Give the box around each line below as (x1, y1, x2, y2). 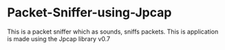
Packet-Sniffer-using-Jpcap (7, 5, 172, 21)
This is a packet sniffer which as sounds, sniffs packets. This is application (7, 27, 219, 36)
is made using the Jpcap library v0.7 (7, 34, 111, 42)
